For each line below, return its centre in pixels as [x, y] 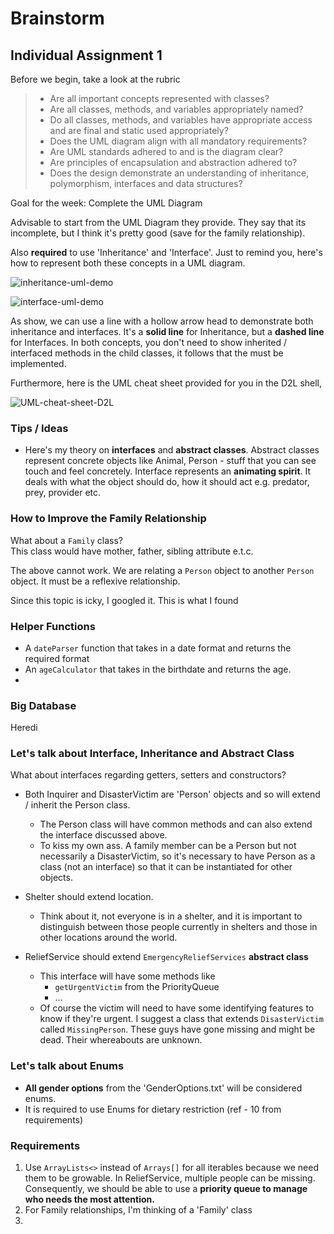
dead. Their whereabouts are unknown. [121, 1040]
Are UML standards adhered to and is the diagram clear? [166, 151]
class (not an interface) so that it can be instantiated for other [166, 867]
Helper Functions [53, 626]
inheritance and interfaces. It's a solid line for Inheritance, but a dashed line [167, 331]
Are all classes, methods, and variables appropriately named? [176, 109]
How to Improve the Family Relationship [108, 519]
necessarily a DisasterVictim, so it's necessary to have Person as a [177, 856]
